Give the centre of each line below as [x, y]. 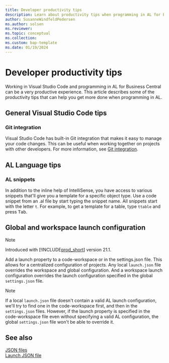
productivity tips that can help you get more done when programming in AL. [84, 97]
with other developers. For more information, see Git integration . [72, 149]
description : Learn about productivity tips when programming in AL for [83, 15]
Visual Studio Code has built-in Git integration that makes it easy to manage [83, 138]
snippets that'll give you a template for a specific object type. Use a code [81, 195]
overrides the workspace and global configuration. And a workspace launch [84, 270]
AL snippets [20, 179]
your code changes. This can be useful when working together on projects [82, 144]
